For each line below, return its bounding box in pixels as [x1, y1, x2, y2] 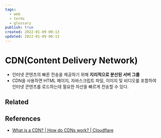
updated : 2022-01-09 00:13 [5, 34, 60, 39]
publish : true [5, 25, 34, 30]
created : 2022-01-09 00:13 [5, 30, 60, 34]
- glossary [9, 20, 32, 26]
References [5, 114, 41, 123]
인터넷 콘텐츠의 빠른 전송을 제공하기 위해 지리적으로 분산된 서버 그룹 [12, 71, 140, 77]
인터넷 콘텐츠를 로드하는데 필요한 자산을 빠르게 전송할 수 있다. [12, 83, 129, 90]
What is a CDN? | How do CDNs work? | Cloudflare [12, 127, 114, 133]
